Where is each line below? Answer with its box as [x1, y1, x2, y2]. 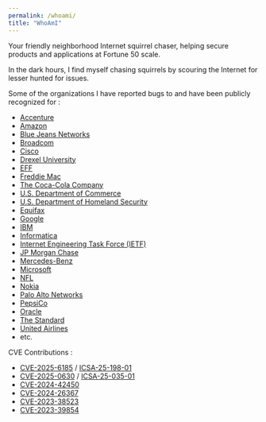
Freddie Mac [19, 172, 61, 181]
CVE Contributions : [8, 347, 73, 357]
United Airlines [19, 323, 69, 333]
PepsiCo [19, 298, 48, 308]
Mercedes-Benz [19, 256, 73, 265]
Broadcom [19, 137, 54, 147]
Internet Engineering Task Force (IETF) [19, 239, 147, 249]
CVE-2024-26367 [19, 388, 79, 397]
